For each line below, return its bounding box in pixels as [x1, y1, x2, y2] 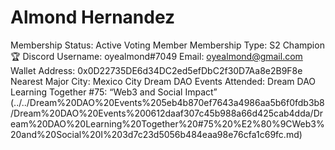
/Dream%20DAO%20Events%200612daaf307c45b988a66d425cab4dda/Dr [10, 107, 324, 119]
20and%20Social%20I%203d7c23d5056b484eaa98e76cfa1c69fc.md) [10, 128, 303, 140]
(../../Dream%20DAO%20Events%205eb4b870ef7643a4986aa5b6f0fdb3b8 [10, 96, 325, 108]
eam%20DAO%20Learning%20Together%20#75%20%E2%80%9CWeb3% [10, 117, 325, 130]
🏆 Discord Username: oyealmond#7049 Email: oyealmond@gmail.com [10, 50, 303, 62]
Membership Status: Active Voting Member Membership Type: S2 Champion [10, 39, 325, 51]
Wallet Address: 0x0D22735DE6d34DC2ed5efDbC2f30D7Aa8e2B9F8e [10, 64, 303, 76]
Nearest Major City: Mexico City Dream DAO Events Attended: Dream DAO [10, 75, 317, 87]
